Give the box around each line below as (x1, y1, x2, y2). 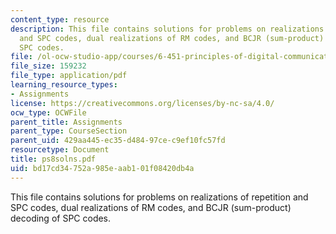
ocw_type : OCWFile (10, 107, 87, 118)
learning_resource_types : (10, 80, 118, 90)
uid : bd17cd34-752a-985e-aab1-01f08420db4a (10, 163, 195, 173)
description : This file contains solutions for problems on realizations (10, 24, 325, 34)
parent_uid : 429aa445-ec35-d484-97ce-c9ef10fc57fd (10, 136, 226, 146)
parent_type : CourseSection (10, 126, 128, 136)
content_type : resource (10, 14, 110, 25)
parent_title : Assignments (10, 117, 123, 127)
